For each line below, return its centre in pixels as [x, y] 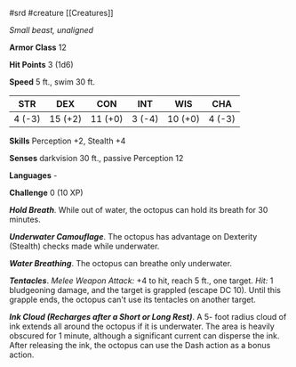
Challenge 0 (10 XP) [46, 192]
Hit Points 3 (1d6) [41, 65]
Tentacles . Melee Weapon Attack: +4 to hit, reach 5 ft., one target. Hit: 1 [141, 281]
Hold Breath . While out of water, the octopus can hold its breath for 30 [139, 210]
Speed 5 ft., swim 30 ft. [52, 82]
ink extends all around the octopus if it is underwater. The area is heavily [142, 326]
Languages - [33, 175]
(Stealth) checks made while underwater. [84, 246]
